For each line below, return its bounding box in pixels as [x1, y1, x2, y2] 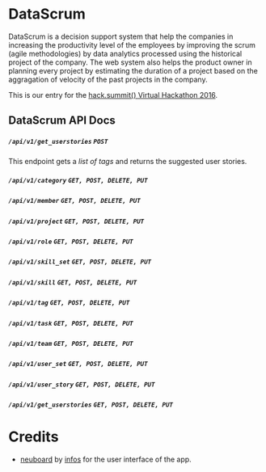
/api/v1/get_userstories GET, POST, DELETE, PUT [8, 401, 174, 409]
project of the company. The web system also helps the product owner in [8, 57, 252, 67]
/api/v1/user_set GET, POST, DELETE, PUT [8, 360, 148, 369]
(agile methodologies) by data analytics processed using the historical [8, 48, 243, 58]
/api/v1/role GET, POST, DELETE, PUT [8, 238, 133, 247]
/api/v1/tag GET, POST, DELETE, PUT [8, 299, 130, 307]
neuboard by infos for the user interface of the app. [19, 454, 192, 464]
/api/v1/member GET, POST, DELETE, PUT [8, 197, 141, 205]
